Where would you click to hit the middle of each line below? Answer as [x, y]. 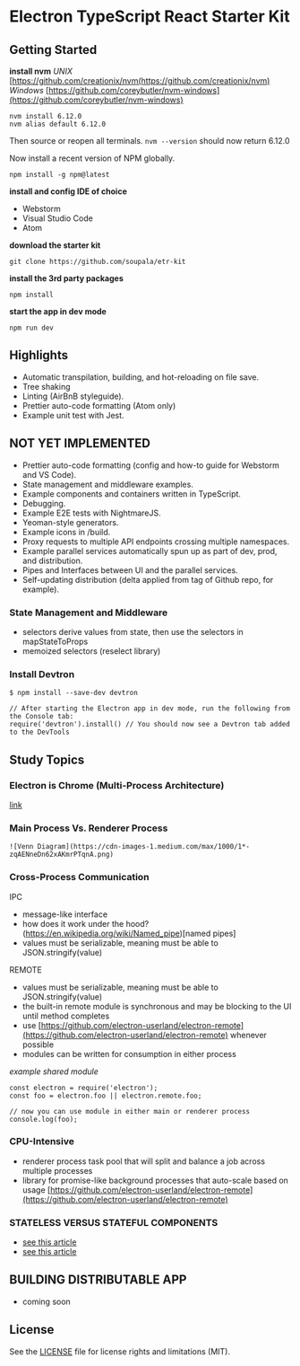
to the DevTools [39, 732]
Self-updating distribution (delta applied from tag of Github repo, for [148, 579]
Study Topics [47, 759]
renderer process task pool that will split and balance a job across [144, 1161]
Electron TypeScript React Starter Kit [150, 17]
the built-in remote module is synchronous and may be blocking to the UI [157, 1006]
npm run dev [31, 328]
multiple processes [57, 1170]
